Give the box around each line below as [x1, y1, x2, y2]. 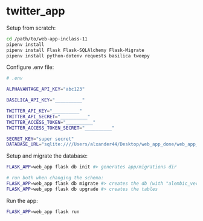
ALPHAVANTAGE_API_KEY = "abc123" [6, 86, 85, 92]
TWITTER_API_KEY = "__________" [6, 108, 83, 114]
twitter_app [6, 4, 65, 18]
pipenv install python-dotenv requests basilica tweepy [6, 53, 150, 59]
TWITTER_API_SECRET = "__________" [6, 114, 91, 120]
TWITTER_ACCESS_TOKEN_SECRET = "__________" [6, 125, 115, 131]
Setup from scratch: [6, 24, 56, 31]
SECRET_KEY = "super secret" [6, 136, 74, 142]
